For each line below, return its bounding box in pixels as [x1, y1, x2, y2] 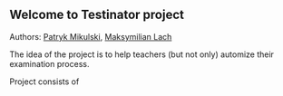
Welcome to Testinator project [9, 7, 184, 23]
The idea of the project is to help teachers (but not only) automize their [9, 49, 275, 60]
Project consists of [9, 76, 80, 87]
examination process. [9, 58, 90, 69]
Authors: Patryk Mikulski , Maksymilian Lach [9, 31, 172, 42]
